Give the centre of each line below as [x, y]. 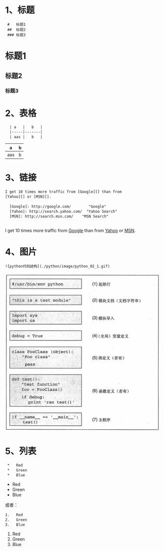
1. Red [14, 515]
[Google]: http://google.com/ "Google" [58, 207]
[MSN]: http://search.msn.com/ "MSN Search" [59, 216]
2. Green [16, 520]
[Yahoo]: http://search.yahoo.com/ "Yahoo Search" [64, 211]
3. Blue [15, 525]
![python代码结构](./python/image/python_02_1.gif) [58, 266]
